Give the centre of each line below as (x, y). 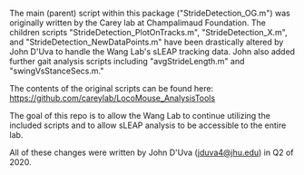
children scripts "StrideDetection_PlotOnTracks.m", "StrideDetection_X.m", (148, 32)
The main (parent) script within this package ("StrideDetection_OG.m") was (150, 13)
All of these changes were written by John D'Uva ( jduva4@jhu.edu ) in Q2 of (152, 152)
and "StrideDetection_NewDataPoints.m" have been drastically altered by (147, 42)
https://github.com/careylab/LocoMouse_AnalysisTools (113, 98)
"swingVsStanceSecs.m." (57, 71)
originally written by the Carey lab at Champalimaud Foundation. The (137, 23)
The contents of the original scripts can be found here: (112, 88)
